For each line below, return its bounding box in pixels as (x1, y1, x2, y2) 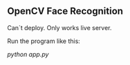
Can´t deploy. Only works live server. (7, 23, 112, 31)
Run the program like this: (7, 37, 81, 45)
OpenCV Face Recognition (7, 5, 123, 17)
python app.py (7, 50, 49, 58)
